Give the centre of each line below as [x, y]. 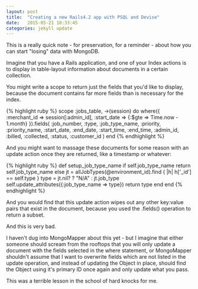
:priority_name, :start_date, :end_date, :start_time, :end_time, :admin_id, [92, 130]
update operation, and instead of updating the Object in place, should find [96, 263]
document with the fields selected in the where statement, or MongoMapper [99, 250]
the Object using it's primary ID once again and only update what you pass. [98, 269]
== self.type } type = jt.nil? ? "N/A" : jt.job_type [63, 178]
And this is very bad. [31, 227]
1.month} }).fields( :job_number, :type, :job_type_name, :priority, [84, 124]
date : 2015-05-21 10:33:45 [42, 23]
